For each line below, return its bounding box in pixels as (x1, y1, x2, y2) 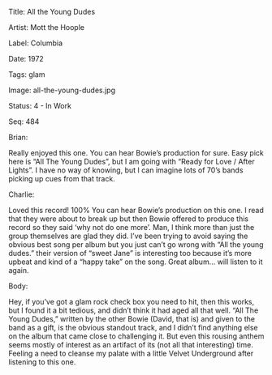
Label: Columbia (8, 38, 63, 48)
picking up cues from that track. (8, 174, 115, 183)
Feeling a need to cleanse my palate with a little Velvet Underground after (8, 348, 254, 358)
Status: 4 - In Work (8, 101, 71, 110)
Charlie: (8, 190, 35, 199)
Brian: (8, 133, 28, 142)
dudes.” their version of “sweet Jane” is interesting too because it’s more (8, 249, 252, 258)
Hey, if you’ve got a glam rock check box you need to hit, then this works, (8, 297, 255, 306)
